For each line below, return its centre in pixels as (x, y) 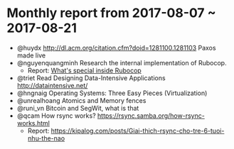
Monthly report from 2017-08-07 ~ (111, 13)
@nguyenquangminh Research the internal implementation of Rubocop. (122, 62)
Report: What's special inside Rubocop (84, 70)
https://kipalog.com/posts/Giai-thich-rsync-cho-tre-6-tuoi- (138, 131)
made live (31, 55)
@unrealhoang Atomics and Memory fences (81, 100)
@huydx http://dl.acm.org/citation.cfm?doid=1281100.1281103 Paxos (116, 48)
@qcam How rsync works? (57, 116)
